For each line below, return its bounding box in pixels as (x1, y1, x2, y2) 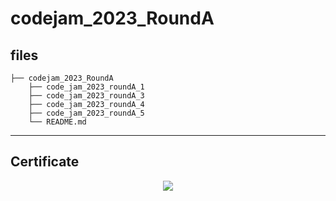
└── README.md (28, 117, 87, 127)
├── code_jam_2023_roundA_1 (28, 82, 145, 92)
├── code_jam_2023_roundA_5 (28, 108, 145, 118)
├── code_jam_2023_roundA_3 (28, 91, 145, 101)
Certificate (10, 153, 80, 171)
